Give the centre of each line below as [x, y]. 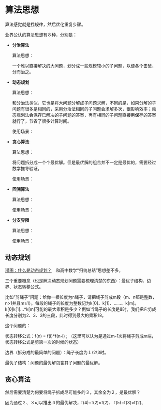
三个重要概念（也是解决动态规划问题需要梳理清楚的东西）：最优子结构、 [76, 281]
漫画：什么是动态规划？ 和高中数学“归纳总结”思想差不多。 [64, 270]
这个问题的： [18, 325]
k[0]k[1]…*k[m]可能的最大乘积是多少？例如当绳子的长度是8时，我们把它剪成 [81, 309]
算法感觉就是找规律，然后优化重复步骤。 [45, 24]
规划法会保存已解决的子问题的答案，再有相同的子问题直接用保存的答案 [86, 115]
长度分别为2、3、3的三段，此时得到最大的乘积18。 [56, 315]
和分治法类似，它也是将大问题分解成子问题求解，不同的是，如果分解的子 [84, 103]
